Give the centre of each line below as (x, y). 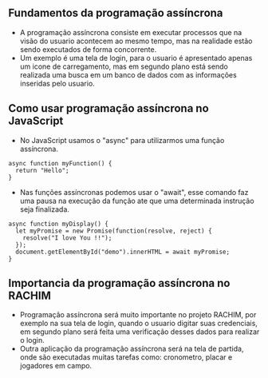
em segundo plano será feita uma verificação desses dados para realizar (140, 332)
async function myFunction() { (60, 163)
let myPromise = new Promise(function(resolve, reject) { (114, 231)
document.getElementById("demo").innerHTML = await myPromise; (122, 252)
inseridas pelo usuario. (57, 83)
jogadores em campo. (56, 366)
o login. (32, 340)
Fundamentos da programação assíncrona (116, 13)
